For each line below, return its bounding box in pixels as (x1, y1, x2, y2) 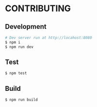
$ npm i (5, 40, 21, 44)
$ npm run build (5, 97, 38, 103)
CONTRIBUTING (5, 3, 71, 14)
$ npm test (5, 71, 27, 76)
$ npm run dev (5, 44, 34, 49)
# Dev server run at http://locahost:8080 (5, 35, 92, 40)
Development (5, 22, 47, 31)
